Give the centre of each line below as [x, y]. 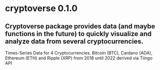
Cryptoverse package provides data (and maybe [80, 26]
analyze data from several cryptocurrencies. [74, 41]
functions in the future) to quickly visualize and [79, 34]
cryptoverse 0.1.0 [41, 8]
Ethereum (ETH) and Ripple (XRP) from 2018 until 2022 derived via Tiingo [79, 58]
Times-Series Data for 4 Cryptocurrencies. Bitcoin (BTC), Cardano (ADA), [79, 53]
